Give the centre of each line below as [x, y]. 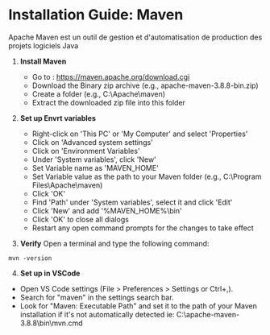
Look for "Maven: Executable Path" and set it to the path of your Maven [139, 306]
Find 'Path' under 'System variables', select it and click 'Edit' [132, 202]
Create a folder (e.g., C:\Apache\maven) [99, 93]
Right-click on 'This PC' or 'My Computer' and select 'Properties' [140, 134]
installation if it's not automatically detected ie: [97, 314]
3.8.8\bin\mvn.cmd [51, 323]
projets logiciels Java [44, 45]
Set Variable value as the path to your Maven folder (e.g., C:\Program [147, 176]
